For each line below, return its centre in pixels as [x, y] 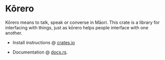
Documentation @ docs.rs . [40, 52]
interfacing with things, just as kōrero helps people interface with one [77, 27]
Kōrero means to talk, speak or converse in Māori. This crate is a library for [82, 22]
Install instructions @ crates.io [44, 42]
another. [14, 33]
